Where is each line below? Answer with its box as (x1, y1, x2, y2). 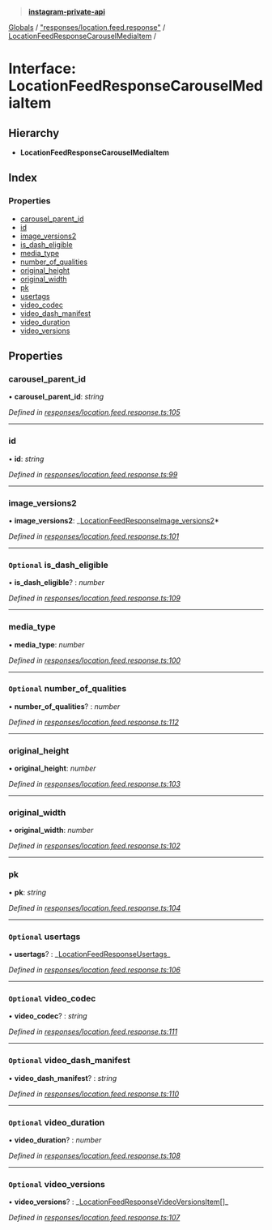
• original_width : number (8, 826, 94, 835)
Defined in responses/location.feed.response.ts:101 (8, 531, 180, 541)
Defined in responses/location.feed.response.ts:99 (8, 469, 178, 479)
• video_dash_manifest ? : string (8, 1073, 117, 1083)
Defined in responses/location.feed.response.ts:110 (8, 1089, 180, 1099)
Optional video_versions (8, 1178, 105, 1189)
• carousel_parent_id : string (8, 392, 104, 402)
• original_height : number (8, 763, 96, 773)
